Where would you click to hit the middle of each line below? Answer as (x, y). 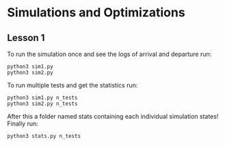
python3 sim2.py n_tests (42, 104)
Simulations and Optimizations (96, 13)
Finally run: (23, 123)
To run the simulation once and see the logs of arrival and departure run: (109, 54)
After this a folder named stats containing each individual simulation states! (113, 116)
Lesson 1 (26, 38)
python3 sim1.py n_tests (42, 98)
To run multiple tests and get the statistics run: (72, 85)
